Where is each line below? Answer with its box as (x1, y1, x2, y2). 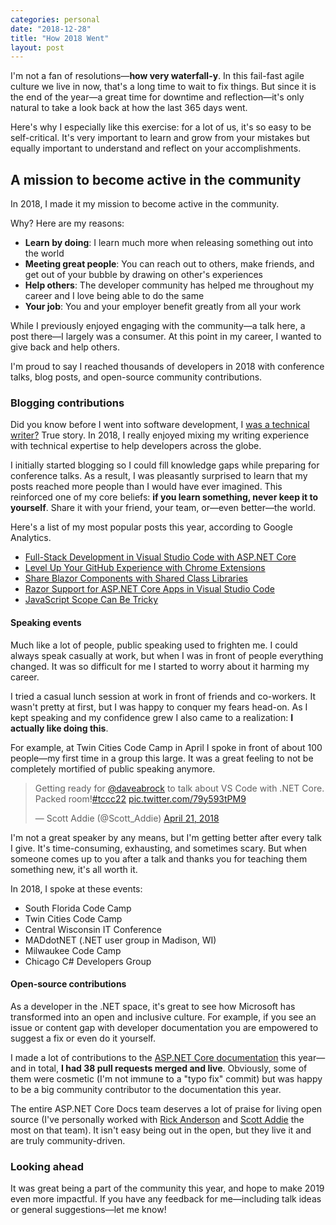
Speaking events (10, 616, 82, 628)
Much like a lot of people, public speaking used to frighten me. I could (10, 639, 298, 651)
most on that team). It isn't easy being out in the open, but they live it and (10, 1124, 312, 1136)
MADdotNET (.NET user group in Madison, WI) (24, 934, 217, 946)
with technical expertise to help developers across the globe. (10, 440, 262, 452)
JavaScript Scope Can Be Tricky (24, 594, 159, 606)
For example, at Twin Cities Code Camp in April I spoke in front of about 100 (10, 741, 323, 753)
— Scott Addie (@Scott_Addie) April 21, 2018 (34, 812, 220, 824)
